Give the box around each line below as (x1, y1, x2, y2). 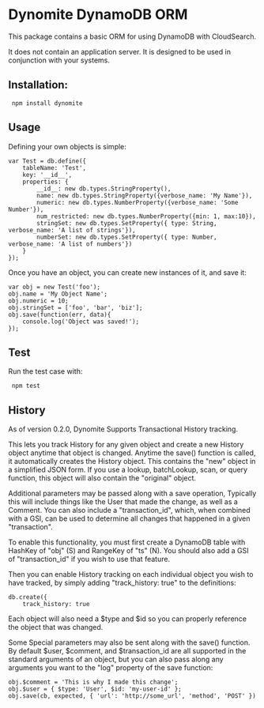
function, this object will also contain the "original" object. (8, 473, 196, 483)
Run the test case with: (8, 367, 83, 376)
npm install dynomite (11, 99, 83, 107)
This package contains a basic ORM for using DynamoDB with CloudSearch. (8, 32, 257, 41)
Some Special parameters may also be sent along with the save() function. (8, 638, 251, 647)
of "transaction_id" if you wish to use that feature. (8, 555, 171, 564)
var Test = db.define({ (8, 156, 87, 165)
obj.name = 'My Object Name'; (8, 290, 108, 298)
